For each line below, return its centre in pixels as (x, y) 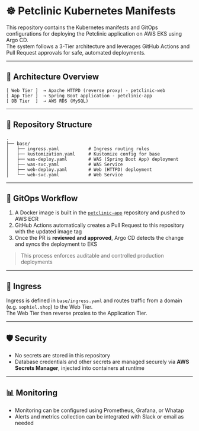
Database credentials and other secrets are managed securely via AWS (102, 362)
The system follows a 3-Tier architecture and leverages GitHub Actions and (98, 46)
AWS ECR (27, 219)
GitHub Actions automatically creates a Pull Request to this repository (99, 225)
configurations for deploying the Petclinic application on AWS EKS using (94, 33)
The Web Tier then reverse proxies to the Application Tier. (77, 313)
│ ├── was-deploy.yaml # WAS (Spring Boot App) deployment (92, 159)
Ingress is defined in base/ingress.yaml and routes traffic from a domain (94, 300)
